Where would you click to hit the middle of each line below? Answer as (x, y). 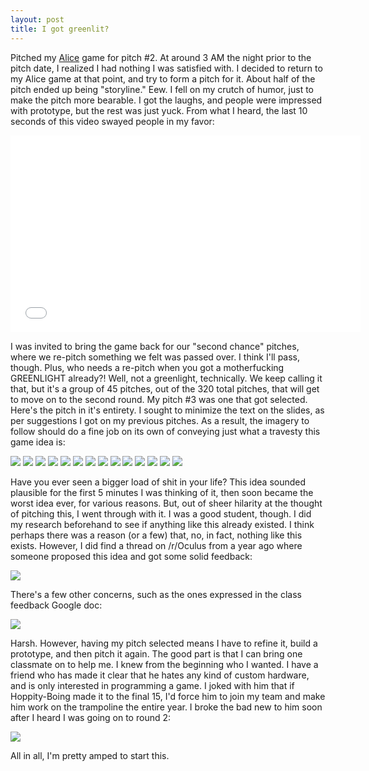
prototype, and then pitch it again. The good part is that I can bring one (156, 653)
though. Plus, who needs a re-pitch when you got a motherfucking (147, 367)
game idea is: (38, 442)
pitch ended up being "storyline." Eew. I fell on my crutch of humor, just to (162, 89)
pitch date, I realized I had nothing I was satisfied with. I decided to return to (166, 68)
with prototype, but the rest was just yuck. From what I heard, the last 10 (159, 110)
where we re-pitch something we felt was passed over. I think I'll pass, (155, 357)
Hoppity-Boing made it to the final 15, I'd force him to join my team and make (168, 696)
